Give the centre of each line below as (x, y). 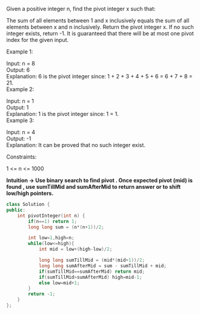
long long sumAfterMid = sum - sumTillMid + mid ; (102, 266)
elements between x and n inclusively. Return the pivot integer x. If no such (100, 27)
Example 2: (20, 89)
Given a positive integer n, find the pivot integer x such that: (81, 9)
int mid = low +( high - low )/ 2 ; (75, 249)
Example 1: (20, 52)
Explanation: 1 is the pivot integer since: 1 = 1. (63, 114)
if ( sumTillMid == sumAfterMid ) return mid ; (92, 271)
